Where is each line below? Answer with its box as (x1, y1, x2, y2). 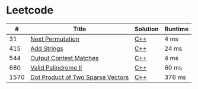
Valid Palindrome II (30, 63, 82, 71)
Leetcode (6, 4, 54, 17)
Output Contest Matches (30, 54, 99, 62)
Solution (134, 25, 159, 33)
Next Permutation (30, 35, 79, 43)
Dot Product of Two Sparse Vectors (30, 73, 129, 81)
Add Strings (30, 44, 63, 52)
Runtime (164, 25, 189, 33)
